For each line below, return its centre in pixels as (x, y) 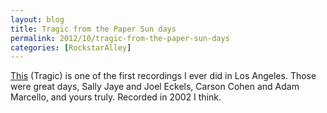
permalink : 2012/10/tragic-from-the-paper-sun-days (120, 38)
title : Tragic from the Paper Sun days (93, 29)
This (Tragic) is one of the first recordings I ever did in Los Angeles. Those (163, 76)
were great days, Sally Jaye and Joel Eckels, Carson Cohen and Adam (155, 87)
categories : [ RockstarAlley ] (71, 47)
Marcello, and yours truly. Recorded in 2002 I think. (116, 97)
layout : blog (37, 19)
